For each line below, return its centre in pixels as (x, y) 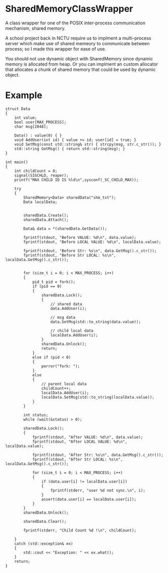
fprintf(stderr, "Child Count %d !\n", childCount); (80, 530)
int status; (36, 415)
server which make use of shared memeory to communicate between (77, 43)
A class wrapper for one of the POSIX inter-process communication (75, 23)
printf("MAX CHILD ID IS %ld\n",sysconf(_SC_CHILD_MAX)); (76, 180)
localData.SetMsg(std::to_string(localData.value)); (98, 397)
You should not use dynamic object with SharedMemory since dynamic (79, 58)
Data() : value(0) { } (38, 135)
